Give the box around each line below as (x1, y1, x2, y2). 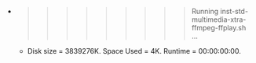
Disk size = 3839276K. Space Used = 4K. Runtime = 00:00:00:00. (27, 47, 241, 55)
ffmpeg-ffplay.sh (191, 23, 247, 32)
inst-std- (219, 7, 249, 16)
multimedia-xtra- (191, 15, 247, 24)
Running (191, 7, 219, 16)
